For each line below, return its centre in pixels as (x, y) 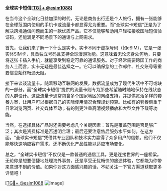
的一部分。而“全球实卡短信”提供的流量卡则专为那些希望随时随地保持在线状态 (83, 90)
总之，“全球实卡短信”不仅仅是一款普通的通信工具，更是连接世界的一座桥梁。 (83, 154)
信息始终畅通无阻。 (29, 73)
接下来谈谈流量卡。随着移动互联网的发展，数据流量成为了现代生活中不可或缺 (83, 83)
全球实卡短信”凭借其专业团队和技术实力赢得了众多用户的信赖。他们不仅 (88, 137)
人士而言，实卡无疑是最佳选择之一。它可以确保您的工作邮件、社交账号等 (83, 66)
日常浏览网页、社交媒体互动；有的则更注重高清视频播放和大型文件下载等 (79, 108)
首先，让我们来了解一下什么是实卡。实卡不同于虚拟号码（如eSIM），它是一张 (83, 48)
